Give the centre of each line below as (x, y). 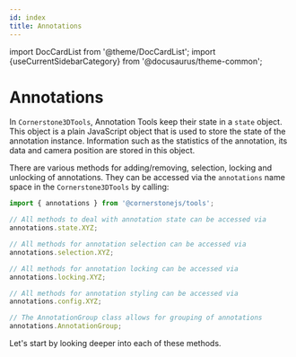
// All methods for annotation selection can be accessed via (128, 244)
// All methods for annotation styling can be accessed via (124, 293)
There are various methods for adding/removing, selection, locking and (141, 168)
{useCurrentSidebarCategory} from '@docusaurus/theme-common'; (136, 61)
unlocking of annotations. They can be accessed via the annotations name (147, 178)
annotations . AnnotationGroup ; (66, 327)
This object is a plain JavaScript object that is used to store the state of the (148, 132)
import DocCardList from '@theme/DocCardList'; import (113, 51)
